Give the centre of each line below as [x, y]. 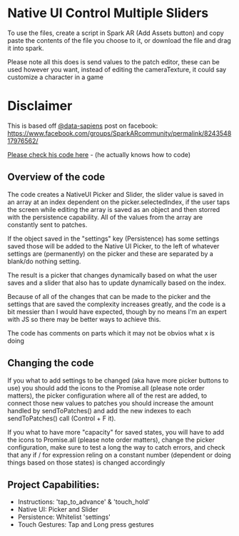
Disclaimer [40, 106]
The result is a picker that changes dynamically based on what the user [112, 275]
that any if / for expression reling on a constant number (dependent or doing [119, 455]
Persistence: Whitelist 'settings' [64, 517]
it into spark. [26, 48]
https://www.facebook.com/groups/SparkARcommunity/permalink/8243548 [119, 133]
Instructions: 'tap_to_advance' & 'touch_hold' [83, 502]
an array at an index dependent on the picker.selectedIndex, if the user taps [119, 202]
